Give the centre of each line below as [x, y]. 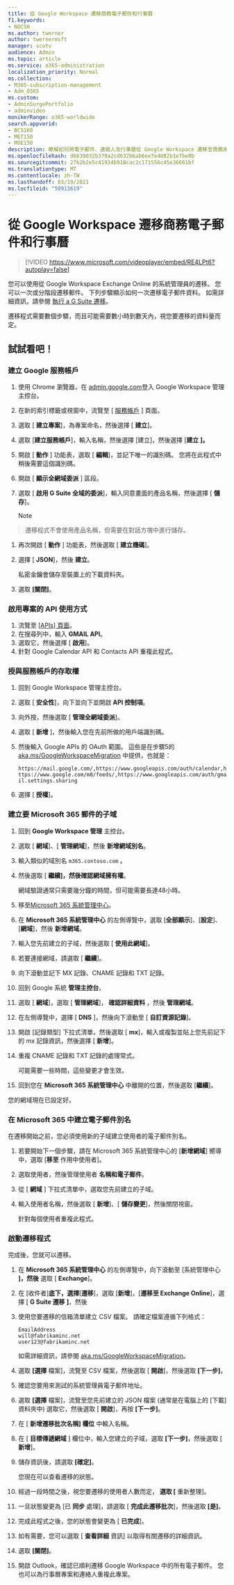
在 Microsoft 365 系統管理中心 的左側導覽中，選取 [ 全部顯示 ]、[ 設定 [115, 920]
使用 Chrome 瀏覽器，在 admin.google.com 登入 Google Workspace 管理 [121, 386]
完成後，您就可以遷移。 [41, 1255]
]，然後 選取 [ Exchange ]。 [57, 1279]
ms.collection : [30, 78]
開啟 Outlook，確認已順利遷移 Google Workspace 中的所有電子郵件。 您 [121, 1566]
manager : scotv [30, 46]
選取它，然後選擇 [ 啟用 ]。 [55, 643]
